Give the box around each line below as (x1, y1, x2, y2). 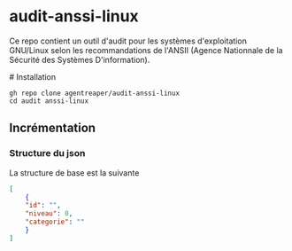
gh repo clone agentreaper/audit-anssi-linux (9, 89, 180, 98)
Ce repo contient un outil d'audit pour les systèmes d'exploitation (9, 35, 248, 46)
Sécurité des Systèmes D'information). (9, 54, 150, 65)
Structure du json (9, 147, 86, 160)
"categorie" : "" (25, 217, 86, 227)
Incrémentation (9, 121, 96, 136)
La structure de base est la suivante (9, 167, 140, 178)
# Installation (9, 71, 57, 82)
